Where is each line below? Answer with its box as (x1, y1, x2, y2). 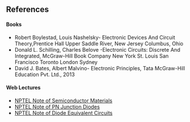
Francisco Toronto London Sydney (14, 58, 98, 66)
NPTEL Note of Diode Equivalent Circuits (14, 109, 113, 116)
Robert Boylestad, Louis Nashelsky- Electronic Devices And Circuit (14, 34, 175, 41)
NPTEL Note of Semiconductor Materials (14, 97, 113, 104)
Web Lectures (6, 84, 41, 91)
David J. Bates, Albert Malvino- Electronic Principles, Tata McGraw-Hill (14, 64, 185, 71)
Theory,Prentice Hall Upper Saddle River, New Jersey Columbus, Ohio (14, 40, 184, 47)
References (6, 5, 49, 15)
